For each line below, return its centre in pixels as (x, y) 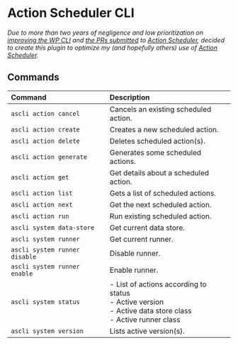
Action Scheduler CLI (71, 13)
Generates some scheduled (155, 152)
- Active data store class (151, 310)
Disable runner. (135, 253)
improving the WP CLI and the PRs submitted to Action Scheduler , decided (116, 40)
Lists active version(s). (147, 331)
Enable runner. (134, 270)
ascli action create (45, 129)
